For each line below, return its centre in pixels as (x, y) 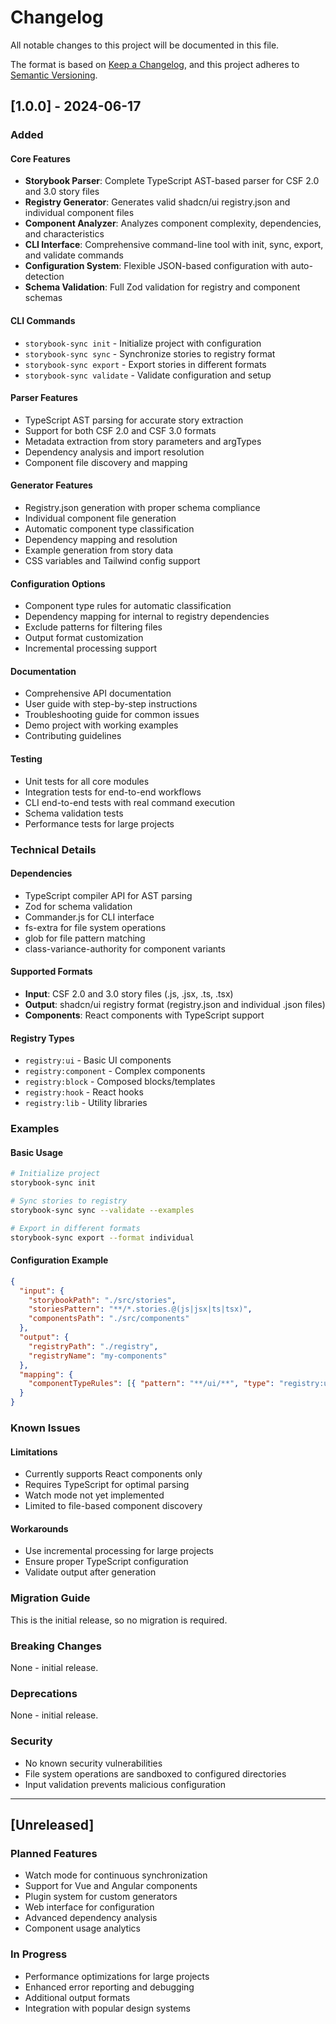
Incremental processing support (90, 648)
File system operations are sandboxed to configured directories (155, 1773)
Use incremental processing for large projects (119, 1551)
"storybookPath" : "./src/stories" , (102, 1300)
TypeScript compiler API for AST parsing (108, 895)
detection (44, 277)
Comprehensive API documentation (98, 693)
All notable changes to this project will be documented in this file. (145, 45)
